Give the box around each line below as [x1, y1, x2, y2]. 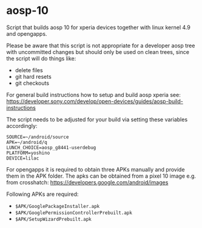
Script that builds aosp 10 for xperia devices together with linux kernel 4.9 [6, 24, 191, 31]
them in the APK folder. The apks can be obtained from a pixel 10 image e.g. [6, 172, 196, 179]
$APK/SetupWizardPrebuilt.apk [15, 216, 92, 222]
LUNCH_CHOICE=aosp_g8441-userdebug [6, 144, 96, 150]
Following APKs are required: [6, 190, 79, 198]
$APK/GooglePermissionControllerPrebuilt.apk [15, 210, 132, 216]
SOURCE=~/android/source [6, 134, 69, 140]
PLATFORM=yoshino [6, 150, 50, 156]
